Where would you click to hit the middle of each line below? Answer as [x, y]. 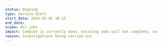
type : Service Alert [26, 14]
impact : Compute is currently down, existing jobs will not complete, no [81, 32]
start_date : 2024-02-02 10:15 [36, 18]
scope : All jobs [21, 27]
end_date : [15, 23]
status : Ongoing [21, 9]
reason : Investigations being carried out [49, 36]
